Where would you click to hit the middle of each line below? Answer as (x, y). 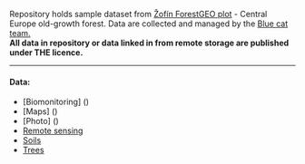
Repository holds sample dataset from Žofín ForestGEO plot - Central (138, 14)
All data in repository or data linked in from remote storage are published (149, 43)
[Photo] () (40, 121)
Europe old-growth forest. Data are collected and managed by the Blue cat (149, 24)
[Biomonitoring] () (55, 102)
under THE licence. (46, 53)
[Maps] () (40, 111)
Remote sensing (53, 130)
